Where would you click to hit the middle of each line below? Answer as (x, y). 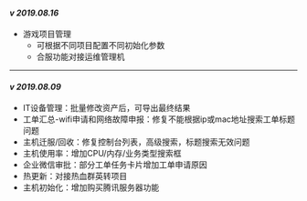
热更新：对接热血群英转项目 (75, 176)
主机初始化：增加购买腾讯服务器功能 (91, 187)
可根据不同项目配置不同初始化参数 (101, 45)
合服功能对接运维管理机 (80, 57)
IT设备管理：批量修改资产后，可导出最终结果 (106, 108)
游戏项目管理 (47, 34)
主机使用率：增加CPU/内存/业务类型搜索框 (102, 154)
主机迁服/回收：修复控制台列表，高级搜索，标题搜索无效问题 (136, 142)
